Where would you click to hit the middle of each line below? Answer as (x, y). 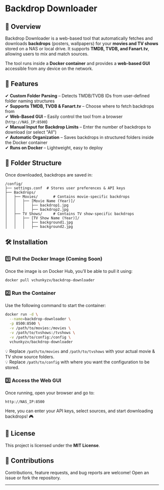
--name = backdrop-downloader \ (40, 319)
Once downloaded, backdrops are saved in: (49, 175)
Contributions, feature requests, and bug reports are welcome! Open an (77, 472)
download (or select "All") (31, 132)
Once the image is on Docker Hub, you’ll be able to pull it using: (69, 271)
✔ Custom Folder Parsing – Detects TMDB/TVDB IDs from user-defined (77, 95)
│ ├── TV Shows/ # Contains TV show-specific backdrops (70, 214)
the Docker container (26, 142)
